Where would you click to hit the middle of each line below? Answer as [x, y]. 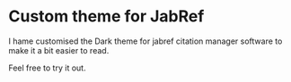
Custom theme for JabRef [106, 16]
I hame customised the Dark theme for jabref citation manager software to [145, 41]
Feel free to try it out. [47, 68]
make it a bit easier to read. [59, 50]
